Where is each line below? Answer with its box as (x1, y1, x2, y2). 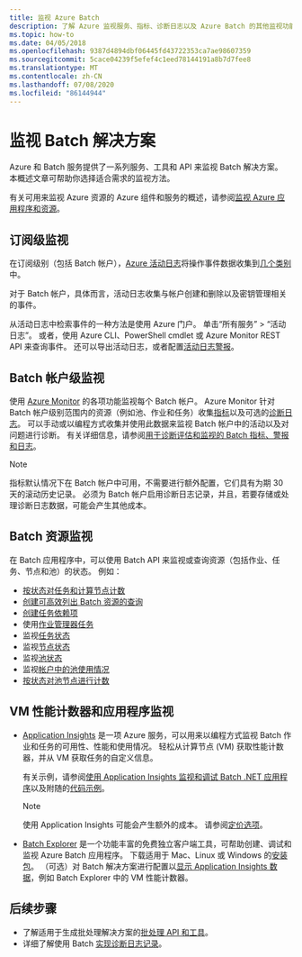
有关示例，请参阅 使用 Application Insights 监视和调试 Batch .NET (22, 771, 262, 782)
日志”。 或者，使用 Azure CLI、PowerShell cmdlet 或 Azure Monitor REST (9, 330, 281, 341)
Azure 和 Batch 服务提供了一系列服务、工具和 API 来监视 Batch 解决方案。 (9, 161, 283, 172)
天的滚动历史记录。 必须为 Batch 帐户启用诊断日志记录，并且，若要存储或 (9, 488, 281, 500)
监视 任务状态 (22, 630, 70, 641)
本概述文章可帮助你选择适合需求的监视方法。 (9, 173, 175, 184)
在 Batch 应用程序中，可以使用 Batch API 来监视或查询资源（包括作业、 (9, 554, 272, 565)
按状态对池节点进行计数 (22, 675, 110, 686)
